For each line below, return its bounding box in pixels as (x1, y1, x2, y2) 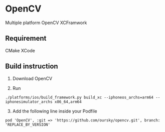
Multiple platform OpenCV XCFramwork (5, 20, 87, 26)
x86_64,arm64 (54, 99, 82, 104)
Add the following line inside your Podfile (12, 108, 97, 114)
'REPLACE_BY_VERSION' (5, 122, 51, 127)
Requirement (5, 34, 47, 43)
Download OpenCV (12, 75, 53, 81)
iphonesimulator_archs (5, 99, 53, 104)
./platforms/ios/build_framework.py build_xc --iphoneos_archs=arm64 (5, 95, 154, 100)
